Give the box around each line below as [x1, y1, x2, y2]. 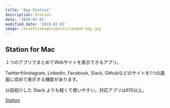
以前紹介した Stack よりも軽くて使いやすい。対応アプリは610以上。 [5, 87, 147, 93]
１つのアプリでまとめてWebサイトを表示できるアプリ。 [5, 59, 121, 65]
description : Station [5, 12, 51, 17]
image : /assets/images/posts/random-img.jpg [5, 26, 101, 31]
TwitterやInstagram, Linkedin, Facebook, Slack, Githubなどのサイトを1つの [5, 69, 161, 76]
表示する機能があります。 [27, 76, 81, 82]
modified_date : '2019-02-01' [5, 21, 67, 27]
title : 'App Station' [5, 7, 51, 13]
